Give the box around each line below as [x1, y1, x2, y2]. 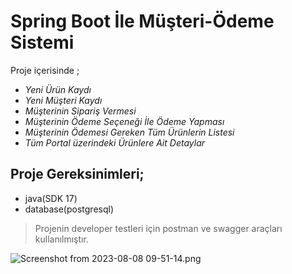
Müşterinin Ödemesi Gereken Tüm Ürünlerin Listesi [24, 126, 235, 138]
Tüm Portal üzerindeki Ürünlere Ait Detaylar [24, 136, 205, 149]
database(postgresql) [24, 203, 115, 215]
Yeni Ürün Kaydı [24, 83, 92, 95]
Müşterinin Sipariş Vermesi [24, 105, 137, 117]
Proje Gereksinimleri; [10, 166, 145, 183]
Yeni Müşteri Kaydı [24, 94, 103, 106]
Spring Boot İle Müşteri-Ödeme [10, 10, 275, 33]
